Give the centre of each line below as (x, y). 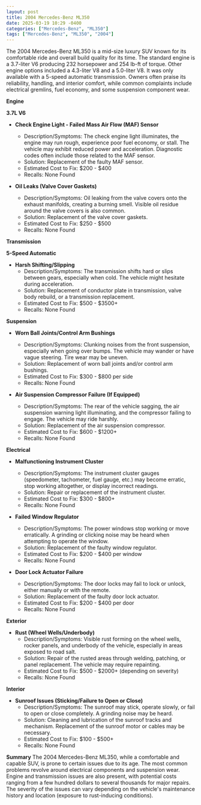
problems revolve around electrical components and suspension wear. (93, 770)
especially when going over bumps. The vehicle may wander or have (109, 351)
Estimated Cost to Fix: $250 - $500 (67, 224)
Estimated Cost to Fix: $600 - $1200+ (70, 432)
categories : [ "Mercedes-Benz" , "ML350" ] (58, 29)
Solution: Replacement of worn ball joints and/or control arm (98, 364)
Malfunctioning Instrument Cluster (59, 461)
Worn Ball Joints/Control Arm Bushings (65, 333)
